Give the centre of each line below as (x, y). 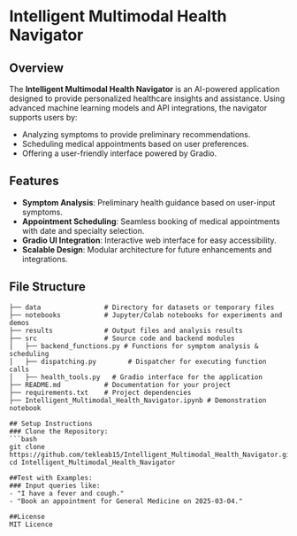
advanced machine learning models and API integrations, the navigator (138, 108)
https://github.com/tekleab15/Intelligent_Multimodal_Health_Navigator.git (152, 454)
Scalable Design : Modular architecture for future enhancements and (147, 249)
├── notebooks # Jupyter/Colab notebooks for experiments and (146, 315)
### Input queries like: (55, 486)
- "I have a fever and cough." (67, 493)
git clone (27, 447)
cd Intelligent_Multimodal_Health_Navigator (92, 462)
